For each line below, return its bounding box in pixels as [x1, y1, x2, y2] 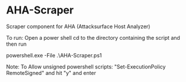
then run [6, 40, 27, 47]
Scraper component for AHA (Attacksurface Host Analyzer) [6, 23, 151, 30]
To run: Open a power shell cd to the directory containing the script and [6, 34, 180, 41]
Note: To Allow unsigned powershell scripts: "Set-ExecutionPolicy [6, 63, 166, 70]
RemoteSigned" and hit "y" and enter [6, 69, 96, 76]
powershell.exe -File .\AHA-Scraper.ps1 [6, 52, 102, 59]
